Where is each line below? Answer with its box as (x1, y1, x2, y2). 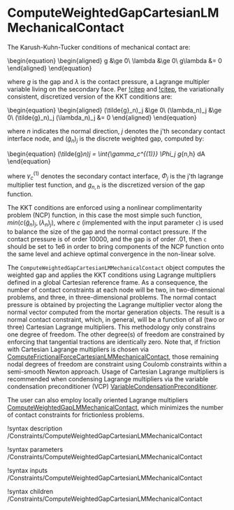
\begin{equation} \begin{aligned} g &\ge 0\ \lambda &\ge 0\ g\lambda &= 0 (7, 56, 222, 64)
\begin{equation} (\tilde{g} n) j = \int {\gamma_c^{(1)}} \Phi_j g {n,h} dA (7, 149, 205, 158)
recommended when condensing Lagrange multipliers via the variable (7, 374, 209, 383)
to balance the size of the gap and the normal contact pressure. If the (7, 227, 207, 236)
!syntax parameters (7, 445, 64, 453)
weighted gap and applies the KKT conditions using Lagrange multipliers (7, 271, 217, 279)
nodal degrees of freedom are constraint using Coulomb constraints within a (7, 360, 227, 368)
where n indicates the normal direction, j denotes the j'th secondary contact (7, 127, 226, 135)
